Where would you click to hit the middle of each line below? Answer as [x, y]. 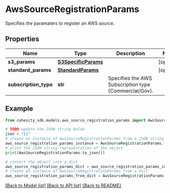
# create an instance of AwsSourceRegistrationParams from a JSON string [85, 139]
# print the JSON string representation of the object [64, 148]
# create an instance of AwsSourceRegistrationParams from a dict [77, 171]
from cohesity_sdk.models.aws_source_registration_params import [75, 120]
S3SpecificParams [80, 61]
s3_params [22, 61]
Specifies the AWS [130, 78]
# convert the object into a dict [42, 162]
